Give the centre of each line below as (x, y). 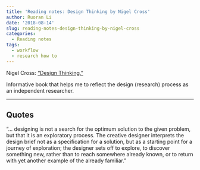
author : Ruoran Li (29, 17)
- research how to (35, 56)
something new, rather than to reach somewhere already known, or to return (100, 155)
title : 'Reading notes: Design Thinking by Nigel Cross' (78, 12)
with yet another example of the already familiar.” (66, 160)
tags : (13, 45)
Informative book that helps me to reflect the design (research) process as (97, 84)
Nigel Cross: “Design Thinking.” (45, 73)
